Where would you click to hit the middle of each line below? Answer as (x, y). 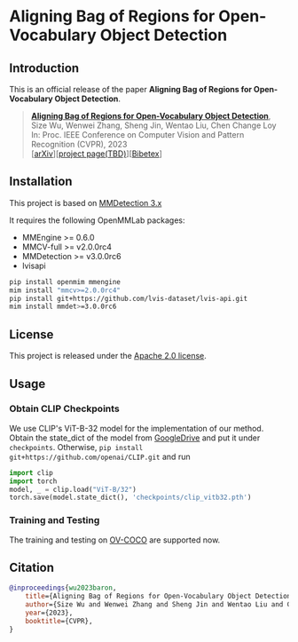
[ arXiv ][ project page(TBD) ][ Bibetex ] (96, 154)
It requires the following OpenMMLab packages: (97, 220)
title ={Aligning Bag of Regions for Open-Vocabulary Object (138, 597)
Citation (32, 567)
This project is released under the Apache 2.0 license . (108, 356)
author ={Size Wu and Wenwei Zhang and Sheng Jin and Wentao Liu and (154, 605)
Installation (41, 182)
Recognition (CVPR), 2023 (79, 144)
